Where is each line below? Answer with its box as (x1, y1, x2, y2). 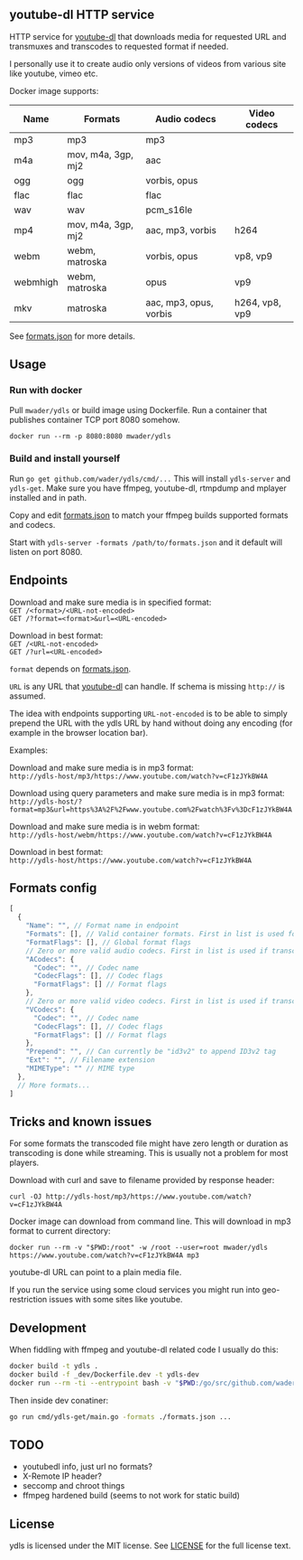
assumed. (9, 691, 46, 701)
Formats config (9, 880, 97, 896)
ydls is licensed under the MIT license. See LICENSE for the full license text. (9, 1540, 291, 1551)
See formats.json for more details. (9, 330, 135, 342)
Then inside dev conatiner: (9, 1395, 109, 1405)
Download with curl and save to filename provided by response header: (9, 1175, 275, 1186)
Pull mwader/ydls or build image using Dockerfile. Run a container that (9, 404, 268, 415)
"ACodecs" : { (25, 954, 75, 963)
